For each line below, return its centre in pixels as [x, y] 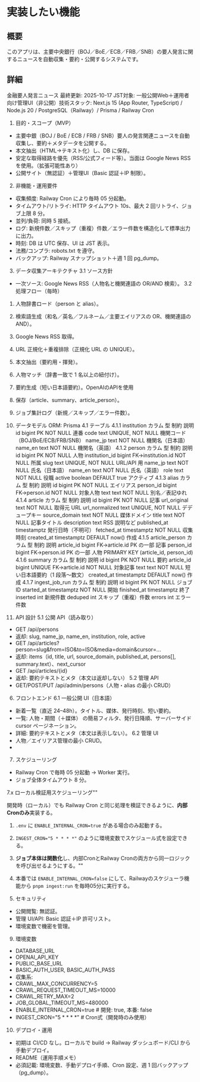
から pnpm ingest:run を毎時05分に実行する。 [77, 885]
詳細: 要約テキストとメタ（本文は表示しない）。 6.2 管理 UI [87, 733]
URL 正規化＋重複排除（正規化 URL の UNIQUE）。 [76, 349]
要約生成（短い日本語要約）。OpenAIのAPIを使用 [74, 387]
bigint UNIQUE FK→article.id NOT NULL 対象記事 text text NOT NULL [99, 567]
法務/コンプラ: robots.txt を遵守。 [56, 250]
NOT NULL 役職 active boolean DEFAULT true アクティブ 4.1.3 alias [97, 477]
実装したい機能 [43, 12]
